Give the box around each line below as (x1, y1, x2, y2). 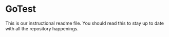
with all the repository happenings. (5, 25, 79, 31)
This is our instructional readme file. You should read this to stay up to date (5, 20, 164, 26)
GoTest (5, 3, 36, 15)
